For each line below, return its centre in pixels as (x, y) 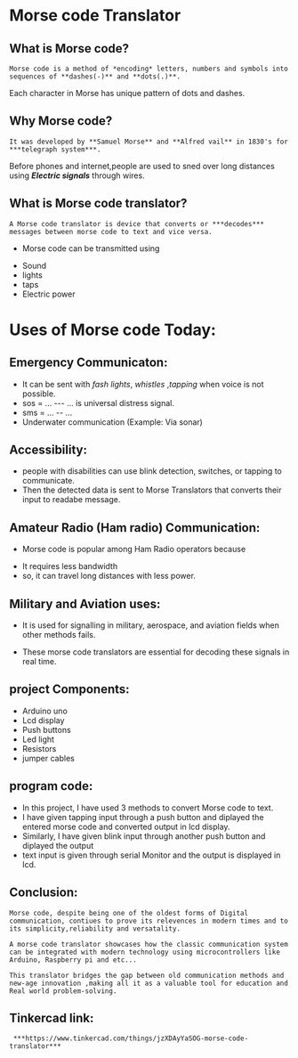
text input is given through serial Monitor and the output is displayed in (151, 855)
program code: (51, 786)
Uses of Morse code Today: (113, 330)
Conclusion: (44, 893)
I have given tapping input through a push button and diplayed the (143, 817)
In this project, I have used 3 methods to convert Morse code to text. (148, 808)
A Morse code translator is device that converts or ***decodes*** (137, 224)
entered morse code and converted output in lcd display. (126, 826)
